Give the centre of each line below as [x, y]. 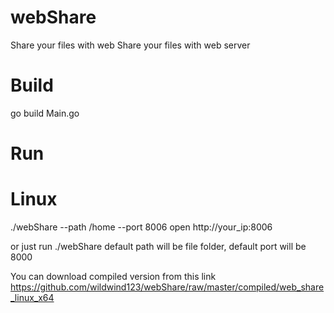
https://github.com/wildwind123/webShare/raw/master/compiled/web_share [167, 287]
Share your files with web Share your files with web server [130, 45]
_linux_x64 [32, 297]
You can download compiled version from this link [113, 276]
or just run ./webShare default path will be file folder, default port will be [158, 246]
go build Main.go [45, 113]
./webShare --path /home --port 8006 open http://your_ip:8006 [141, 227]
